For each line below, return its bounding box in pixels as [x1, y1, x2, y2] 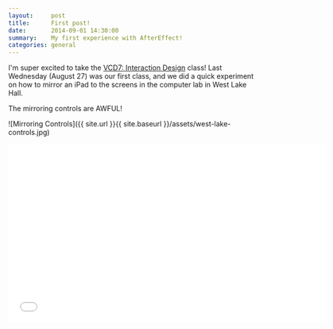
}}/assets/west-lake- [163, 119, 231, 129]
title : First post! [8, 19, 91, 27]
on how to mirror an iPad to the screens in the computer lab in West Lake [8, 80, 247, 90]
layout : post [8, 11, 66, 20]
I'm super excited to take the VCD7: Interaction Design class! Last [8, 63, 223, 72]
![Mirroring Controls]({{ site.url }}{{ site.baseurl [8, 119, 162, 129]
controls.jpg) [8, 128, 50, 137]
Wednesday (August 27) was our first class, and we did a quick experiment [8, 72, 254, 81]
